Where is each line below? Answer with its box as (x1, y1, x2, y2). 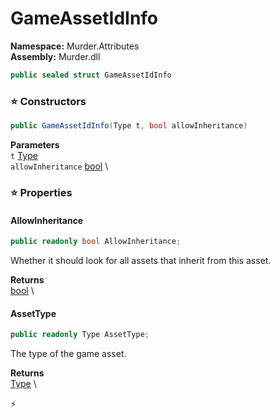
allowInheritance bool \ (10, 160, 109, 172)
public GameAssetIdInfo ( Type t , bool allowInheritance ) (10, 121, 248, 131)
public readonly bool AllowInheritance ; (10, 237, 182, 247)
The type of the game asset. (10, 348, 127, 360)
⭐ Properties (10, 185, 73, 199)
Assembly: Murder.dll (10, 50, 101, 62)
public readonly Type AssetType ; (10, 330, 150, 340)
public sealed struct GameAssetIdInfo (10, 70, 172, 80)
